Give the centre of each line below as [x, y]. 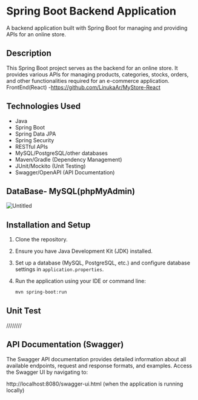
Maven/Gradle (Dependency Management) [68, 159]
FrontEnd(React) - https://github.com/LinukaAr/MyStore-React [83, 87]
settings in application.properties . [59, 269]
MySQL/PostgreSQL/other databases [61, 153]
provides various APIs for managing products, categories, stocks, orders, [97, 74]
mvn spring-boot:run [41, 292]
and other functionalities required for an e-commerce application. [88, 80]
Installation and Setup [48, 225]
